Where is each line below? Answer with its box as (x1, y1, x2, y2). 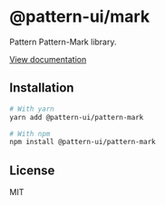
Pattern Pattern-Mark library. (9, 36, 117, 47)
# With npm (9, 129, 51, 138)
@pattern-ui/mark (9, 6, 150, 27)
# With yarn (9, 104, 54, 113)
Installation (9, 80, 74, 96)
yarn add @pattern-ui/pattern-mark (9, 112, 144, 122)
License (9, 162, 55, 178)
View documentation (9, 54, 87, 64)
